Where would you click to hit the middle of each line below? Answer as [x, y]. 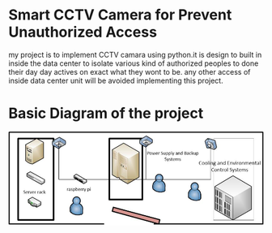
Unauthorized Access [83, 32]
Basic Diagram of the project [106, 113]
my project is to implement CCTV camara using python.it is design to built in [135, 54]
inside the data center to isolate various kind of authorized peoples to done [134, 63]
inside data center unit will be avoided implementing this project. [116, 80]
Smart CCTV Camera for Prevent [120, 15]
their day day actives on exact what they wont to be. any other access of [130, 71]
